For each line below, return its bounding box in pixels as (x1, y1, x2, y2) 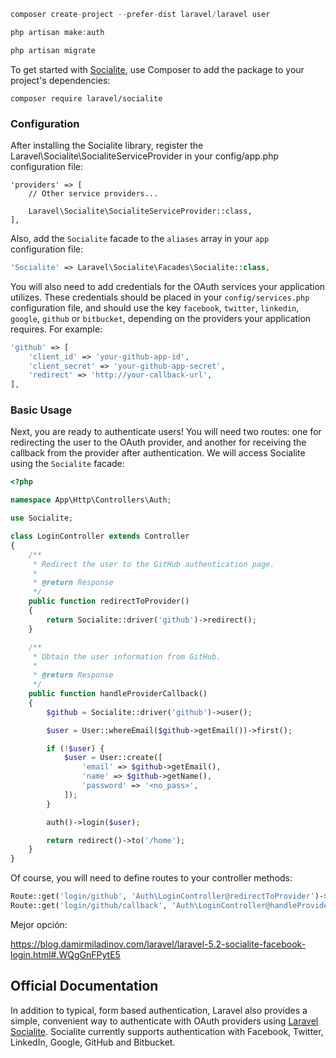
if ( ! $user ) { (46, 743, 105, 754)
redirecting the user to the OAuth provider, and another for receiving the (10, 436, 307, 449)
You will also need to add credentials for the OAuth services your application (10, 280, 326, 292)
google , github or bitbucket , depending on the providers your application (10, 312, 312, 324)
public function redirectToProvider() (28, 596, 190, 607)
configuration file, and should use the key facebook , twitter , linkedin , (10, 301, 300, 314)
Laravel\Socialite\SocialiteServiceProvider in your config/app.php (10, 150, 280, 162)
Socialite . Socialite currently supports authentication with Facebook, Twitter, (10, 1025, 324, 1037)
